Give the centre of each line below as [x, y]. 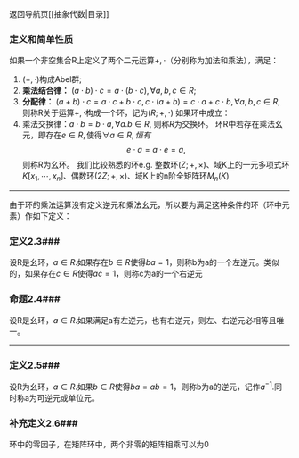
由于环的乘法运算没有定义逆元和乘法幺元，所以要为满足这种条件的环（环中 [145, 205]
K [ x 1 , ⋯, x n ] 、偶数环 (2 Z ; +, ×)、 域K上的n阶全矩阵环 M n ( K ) [125, 177]
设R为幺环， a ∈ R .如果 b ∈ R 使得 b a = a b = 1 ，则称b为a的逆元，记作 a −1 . [142, 386]
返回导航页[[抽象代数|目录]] [59, 14]
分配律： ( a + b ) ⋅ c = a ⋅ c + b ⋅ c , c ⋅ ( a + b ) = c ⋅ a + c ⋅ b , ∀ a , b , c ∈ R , [151, 102]
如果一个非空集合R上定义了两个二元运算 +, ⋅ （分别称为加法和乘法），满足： [144, 61]
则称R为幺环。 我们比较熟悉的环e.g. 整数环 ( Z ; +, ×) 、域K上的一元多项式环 [156, 165]
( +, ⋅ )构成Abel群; [52, 79]
